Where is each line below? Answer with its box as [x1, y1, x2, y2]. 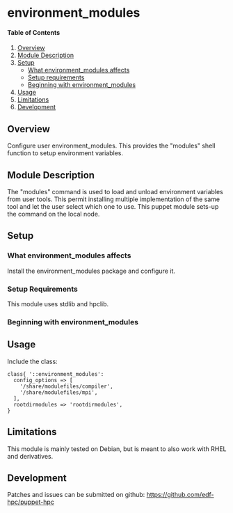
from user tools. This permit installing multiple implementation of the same [7, 195, 220, 203]
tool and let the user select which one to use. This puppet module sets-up [7, 203, 219, 211]
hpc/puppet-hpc [7, 498, 54, 506]
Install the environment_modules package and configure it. [7, 267, 176, 275]
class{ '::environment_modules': [7, 370, 104, 377]
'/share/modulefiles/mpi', [19, 388, 98, 396]
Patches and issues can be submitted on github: [7, 491, 145, 499]
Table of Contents [7, 28, 61, 36]
